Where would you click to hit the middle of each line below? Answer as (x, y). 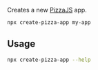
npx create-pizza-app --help (49, 60)
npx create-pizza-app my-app (49, 23)
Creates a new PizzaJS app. (47, 10)
